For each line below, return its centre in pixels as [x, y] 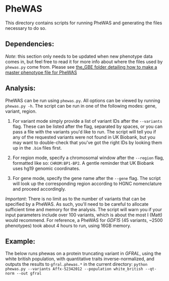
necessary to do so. [26, 28]
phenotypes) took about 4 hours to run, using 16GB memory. [68, 225]
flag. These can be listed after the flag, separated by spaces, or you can [88, 126]
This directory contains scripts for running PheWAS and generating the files [84, 23]
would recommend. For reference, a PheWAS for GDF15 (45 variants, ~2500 [84, 220]
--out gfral [29, 273]
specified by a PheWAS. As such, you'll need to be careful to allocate [77, 204]
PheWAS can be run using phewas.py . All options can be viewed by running [83, 100]
